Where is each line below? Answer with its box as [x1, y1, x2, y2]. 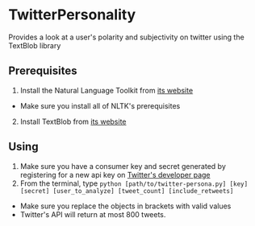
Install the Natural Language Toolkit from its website [19, 85, 194, 95]
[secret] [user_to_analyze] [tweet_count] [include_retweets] [19, 187, 234, 195]
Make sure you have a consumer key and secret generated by [19, 161, 226, 171]
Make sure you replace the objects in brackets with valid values [19, 201, 232, 211]
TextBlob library [8, 40, 61, 50]
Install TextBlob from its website [19, 117, 127, 126]
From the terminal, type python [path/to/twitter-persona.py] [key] [19, 179, 249, 188]
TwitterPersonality [8, 6, 136, 24]
